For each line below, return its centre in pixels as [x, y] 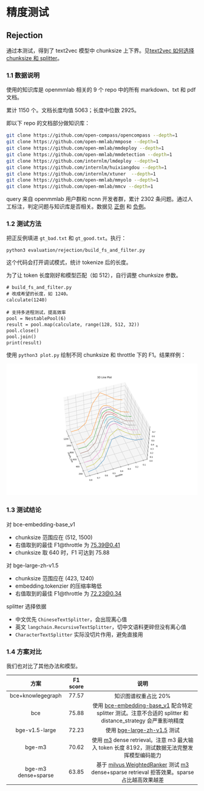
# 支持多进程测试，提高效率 [36, 313]
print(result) [24, 343]
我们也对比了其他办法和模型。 [43, 666]
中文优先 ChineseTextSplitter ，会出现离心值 [71, 619]
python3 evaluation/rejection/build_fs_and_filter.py [76, 250]
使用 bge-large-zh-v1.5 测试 [143, 730]
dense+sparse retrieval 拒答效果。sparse [142, 772]
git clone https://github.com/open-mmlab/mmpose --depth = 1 [83, 142]
